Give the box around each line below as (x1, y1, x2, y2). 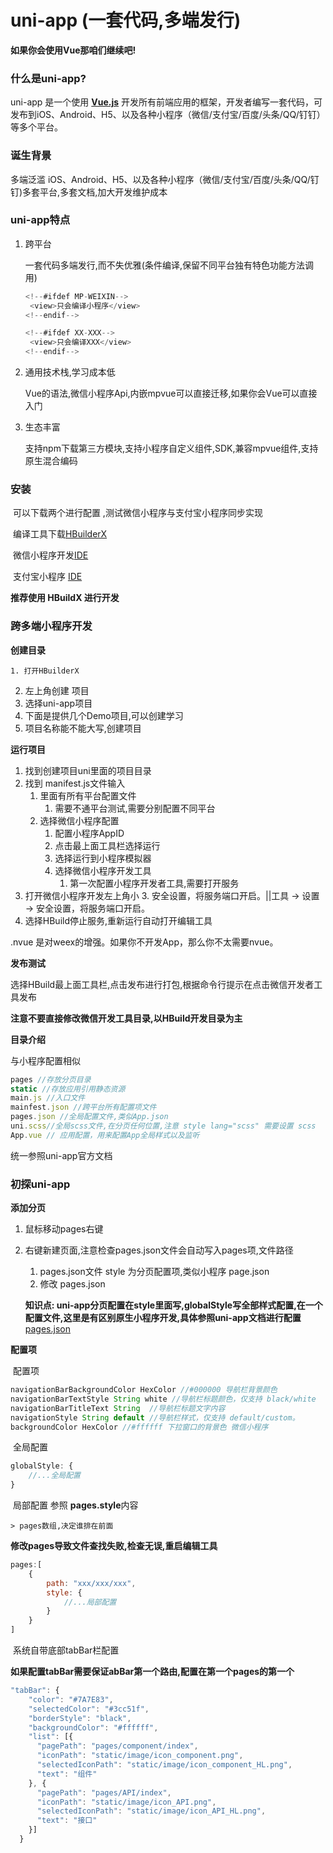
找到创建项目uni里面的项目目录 (24, 764, 152, 776)
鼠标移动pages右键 (24, 1223, 104, 1235)
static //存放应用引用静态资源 (10, 1084, 126, 1094)
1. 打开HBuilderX (10, 666, 80, 676)
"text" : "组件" (36, 1769, 98, 1779)
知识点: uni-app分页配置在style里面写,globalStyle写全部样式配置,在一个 (24, 1299, 323, 1311)
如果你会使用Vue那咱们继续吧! (10, 44, 137, 56)
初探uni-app (10, 1177, 71, 1191)
